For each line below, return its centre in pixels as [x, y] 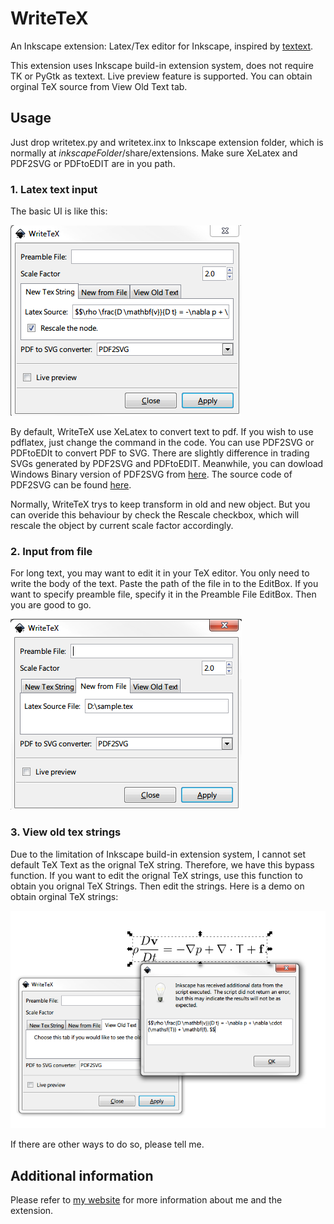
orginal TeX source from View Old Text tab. [99, 86]
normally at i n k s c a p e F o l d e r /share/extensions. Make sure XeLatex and [154, 153]
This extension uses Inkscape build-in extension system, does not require [162, 65]
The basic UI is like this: [59, 211]
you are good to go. [51, 605]
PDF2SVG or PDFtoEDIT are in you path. [93, 163]
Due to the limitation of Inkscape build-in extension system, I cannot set [158, 854]
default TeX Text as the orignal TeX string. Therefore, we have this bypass [162, 864]
